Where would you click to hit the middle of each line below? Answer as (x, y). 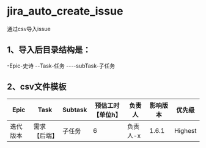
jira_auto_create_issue (65, 11)
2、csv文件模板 (37, 87)
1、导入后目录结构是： (49, 50)
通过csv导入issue (29, 29)
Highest (185, 130)
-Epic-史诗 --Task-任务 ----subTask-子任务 (61, 66)
